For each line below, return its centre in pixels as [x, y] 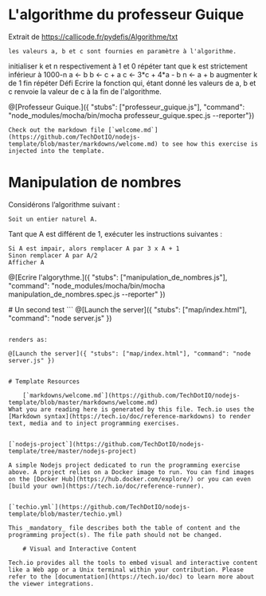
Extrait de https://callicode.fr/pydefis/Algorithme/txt [93, 37]
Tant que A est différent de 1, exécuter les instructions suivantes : [115, 233]
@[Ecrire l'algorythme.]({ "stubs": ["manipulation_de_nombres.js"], [118, 277]
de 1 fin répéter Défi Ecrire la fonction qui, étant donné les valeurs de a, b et [132, 83]
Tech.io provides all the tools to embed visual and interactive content [133, 563]
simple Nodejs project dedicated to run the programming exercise [128, 465]
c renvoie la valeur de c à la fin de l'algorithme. [85, 91]
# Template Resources [44, 381]
